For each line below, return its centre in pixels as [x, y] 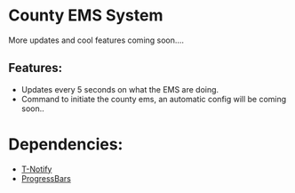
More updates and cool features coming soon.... [96, 40]
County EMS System [86, 16]
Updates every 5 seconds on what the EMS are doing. [120, 89]
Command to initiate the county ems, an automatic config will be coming [154, 99]
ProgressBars [46, 178]
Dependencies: [66, 144]
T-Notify [36, 169]
